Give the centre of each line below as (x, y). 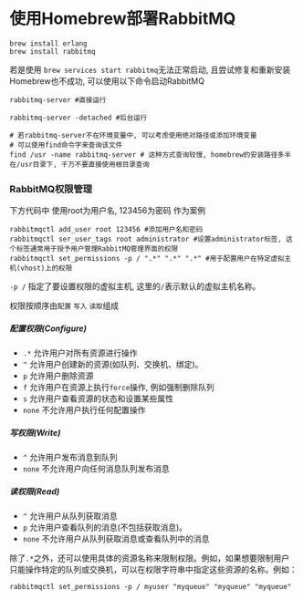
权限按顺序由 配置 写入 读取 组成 (64, 305)
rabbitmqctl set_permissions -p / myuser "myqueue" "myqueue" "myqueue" (151, 587)
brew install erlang (49, 43)
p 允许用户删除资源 (58, 376)
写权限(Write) (35, 432)
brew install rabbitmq (52, 51)
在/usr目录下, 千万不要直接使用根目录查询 (80, 164)
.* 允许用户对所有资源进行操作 (80, 353)
